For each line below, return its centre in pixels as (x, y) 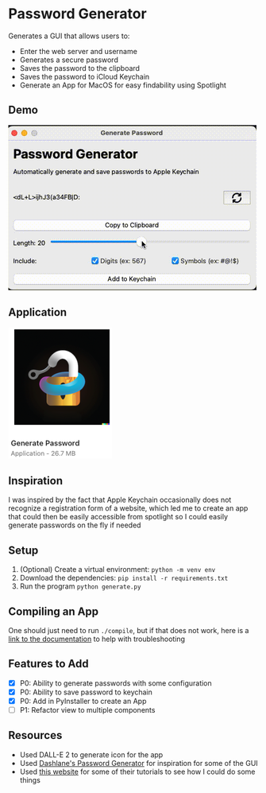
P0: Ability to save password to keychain (86, 692)
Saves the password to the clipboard (80, 68)
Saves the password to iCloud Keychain (85, 76)
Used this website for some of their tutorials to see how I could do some (137, 772)
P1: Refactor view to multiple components (87, 710)
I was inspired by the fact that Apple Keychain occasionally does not (120, 500)
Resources (35, 735)
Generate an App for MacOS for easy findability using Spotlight (123, 85)
